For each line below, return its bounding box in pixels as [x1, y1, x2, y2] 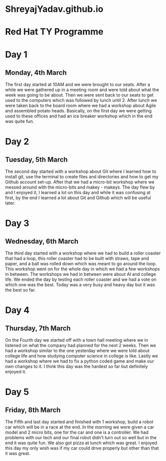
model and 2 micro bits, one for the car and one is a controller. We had [5, 429, 149, 435]
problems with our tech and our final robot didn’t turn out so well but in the [5, 435, 157, 441]
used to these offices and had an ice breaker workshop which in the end [5, 113, 153, 119]
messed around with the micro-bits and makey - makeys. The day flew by [5, 184, 155, 190]
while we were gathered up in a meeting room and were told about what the [5, 87, 159, 93]
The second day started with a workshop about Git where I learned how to [5, 168, 157, 174]
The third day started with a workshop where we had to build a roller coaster [5, 250, 161, 256]
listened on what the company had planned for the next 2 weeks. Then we [5, 343, 157, 349]
